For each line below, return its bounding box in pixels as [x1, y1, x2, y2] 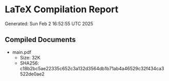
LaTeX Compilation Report [5, 4, 119, 15]
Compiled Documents [5, 35, 76, 44]
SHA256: [20, 60, 40, 66]
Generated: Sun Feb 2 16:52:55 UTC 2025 [5, 21, 93, 27]
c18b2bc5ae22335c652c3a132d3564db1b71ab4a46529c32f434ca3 [20, 65, 164, 71]
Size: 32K [20, 54, 41, 60]
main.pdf [12, 49, 31, 55]
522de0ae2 [20, 71, 45, 77]
